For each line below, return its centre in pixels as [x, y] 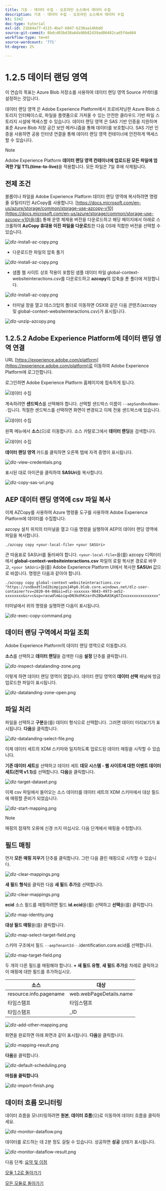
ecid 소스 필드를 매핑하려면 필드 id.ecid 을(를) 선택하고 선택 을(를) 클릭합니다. [80, 905]
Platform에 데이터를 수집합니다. [36, 519]
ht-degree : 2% [20, 47]
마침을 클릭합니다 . [22, 1075]
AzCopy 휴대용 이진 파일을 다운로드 [57, 226]
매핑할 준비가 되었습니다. [34, 798]
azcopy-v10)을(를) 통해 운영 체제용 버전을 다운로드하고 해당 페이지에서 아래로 [80, 220]
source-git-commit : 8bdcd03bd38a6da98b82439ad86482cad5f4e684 [71, 33]
